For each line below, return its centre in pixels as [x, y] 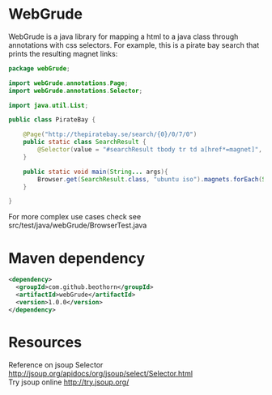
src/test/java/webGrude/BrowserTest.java [78, 225]
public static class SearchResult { [85, 142]
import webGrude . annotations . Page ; [68, 83]
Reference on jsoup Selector [56, 364]
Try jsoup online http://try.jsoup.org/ [69, 382]
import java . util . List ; [49, 105]
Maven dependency [77, 258]
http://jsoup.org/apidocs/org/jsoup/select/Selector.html [100, 373]
